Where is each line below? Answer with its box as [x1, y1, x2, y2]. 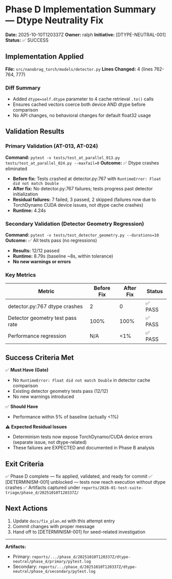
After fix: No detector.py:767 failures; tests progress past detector [12, 185, 153, 191]
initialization [12, 191, 38, 197]
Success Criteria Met [5, 353, 74, 362]
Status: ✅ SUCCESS [5, 37, 49, 43]
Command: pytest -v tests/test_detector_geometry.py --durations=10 [5, 232, 159, 238]
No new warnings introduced [12, 393, 74, 400]
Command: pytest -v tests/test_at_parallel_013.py [5, 154, 120, 160]
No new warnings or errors [12, 259, 71, 265]
